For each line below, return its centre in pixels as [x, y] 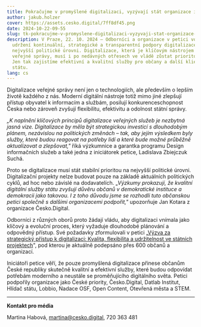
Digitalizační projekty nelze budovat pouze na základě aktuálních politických [101, 176]
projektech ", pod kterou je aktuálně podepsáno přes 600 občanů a [89, 245]
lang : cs [18, 73]
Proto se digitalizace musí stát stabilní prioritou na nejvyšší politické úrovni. [99, 170]
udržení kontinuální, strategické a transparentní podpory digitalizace [104, 45]
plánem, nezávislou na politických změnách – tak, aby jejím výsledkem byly [100, 133]
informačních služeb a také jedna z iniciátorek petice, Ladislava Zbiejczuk [97, 152]
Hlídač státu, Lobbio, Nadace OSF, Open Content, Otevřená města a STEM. [99, 289]
